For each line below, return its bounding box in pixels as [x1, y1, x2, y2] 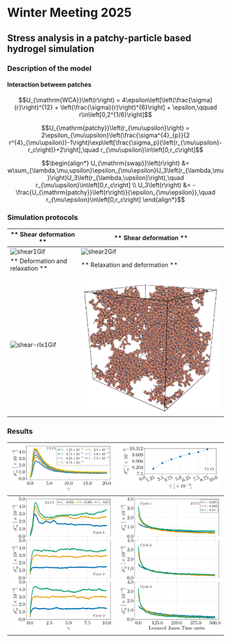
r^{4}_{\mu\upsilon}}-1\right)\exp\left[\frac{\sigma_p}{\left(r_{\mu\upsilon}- [9, 138, 222, 146]
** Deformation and [10, 257, 67, 265]
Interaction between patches [7, 80, 91, 89]
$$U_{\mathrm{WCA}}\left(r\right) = [18, 95, 121, 104]
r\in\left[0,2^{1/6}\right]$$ [78, 110, 153, 118]
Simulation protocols [7, 212, 78, 222]
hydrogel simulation [7, 43, 95, 54]
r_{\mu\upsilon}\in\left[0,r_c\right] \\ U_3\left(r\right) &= [35, 181, 191, 189]
